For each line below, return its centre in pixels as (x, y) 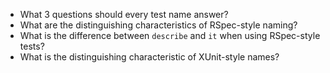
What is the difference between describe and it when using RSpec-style (170, 35)
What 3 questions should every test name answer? (124, 14)
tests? (32, 46)
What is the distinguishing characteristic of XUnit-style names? (149, 57)
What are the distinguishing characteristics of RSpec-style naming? (158, 25)
